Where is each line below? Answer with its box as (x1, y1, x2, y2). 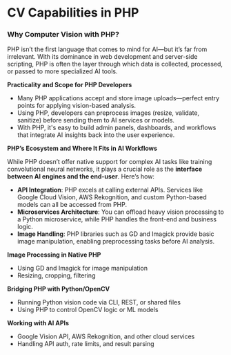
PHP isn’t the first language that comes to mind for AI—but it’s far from (7, 45, 208, 53)
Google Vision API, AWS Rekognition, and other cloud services (17, 332, 195, 340)
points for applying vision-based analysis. (17, 102, 137, 110)
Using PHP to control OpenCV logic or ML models (17, 306, 159, 314)
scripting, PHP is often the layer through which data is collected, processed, (7, 60, 223, 69)
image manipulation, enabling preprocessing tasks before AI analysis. (17, 237, 215, 246)
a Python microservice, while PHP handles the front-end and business (17, 215, 217, 224)
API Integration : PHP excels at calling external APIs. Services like (17, 185, 203, 194)
